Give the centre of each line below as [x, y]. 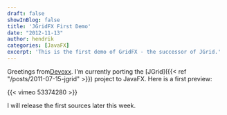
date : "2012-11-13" [35, 33]
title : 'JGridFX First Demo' [49, 26]
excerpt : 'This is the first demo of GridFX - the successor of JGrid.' [114, 52]
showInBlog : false [34, 20]
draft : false [26, 13]
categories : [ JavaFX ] [38, 45]
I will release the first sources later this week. [72, 105]
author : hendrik [30, 39]
